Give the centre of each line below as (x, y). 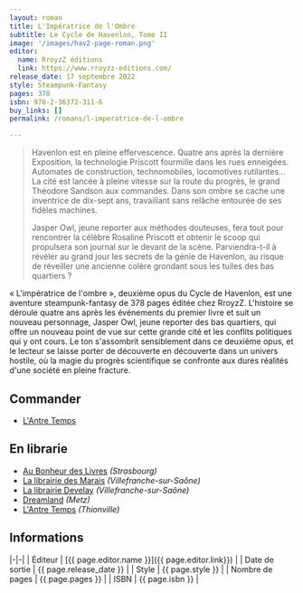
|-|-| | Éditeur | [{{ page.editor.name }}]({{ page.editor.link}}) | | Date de (142, 560)
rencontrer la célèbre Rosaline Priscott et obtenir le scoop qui (146, 237)
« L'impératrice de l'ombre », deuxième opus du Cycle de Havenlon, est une (151, 293)
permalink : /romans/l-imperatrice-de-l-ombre (96, 119)
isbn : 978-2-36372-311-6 (56, 102)
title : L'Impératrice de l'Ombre (72, 26)
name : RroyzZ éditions (60, 60)
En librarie (38, 449)
